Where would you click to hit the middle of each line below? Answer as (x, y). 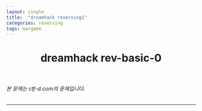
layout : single (25, 12)
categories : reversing (35, 23)
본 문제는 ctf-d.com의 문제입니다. (46, 89)
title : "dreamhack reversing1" (47, 17)
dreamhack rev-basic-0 (101, 58)
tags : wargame (24, 28)
